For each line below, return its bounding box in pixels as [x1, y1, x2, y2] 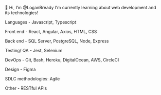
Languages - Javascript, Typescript [5, 19, 76, 25]
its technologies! [5, 10, 38, 16]
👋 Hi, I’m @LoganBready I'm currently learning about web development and [5, 5, 157, 10]
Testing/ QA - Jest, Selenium [5, 48, 63, 53]
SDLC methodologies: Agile [5, 76, 60, 81]
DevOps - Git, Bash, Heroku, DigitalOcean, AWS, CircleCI [5, 57, 119, 63]
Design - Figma [5, 66, 36, 72]
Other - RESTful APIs [5, 85, 47, 91]
